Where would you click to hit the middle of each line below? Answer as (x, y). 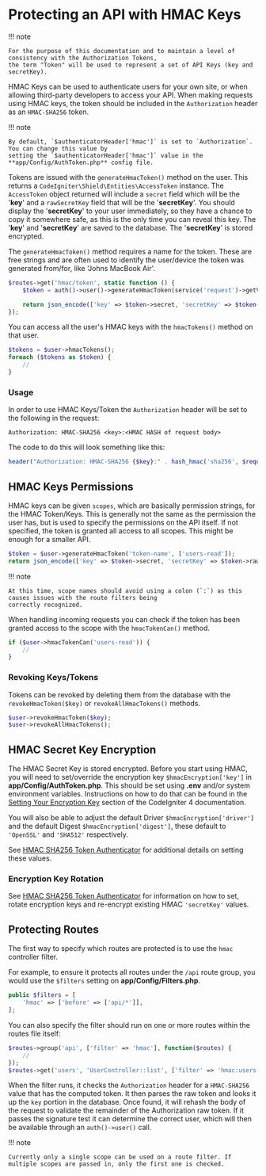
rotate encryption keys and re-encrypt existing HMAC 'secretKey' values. (129, 904)
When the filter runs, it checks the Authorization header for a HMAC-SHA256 (129, 1085)
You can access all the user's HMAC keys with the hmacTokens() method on (131, 327)
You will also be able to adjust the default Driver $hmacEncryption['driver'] (131, 818)
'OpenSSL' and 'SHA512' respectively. (68, 834)
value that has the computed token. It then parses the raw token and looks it (132, 1094)
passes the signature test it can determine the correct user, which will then (130, 1119)
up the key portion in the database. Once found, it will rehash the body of (127, 1102)
